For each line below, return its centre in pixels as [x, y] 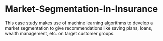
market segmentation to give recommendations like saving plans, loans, [79, 28]
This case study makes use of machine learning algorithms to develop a [79, 23]
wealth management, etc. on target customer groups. [60, 33]
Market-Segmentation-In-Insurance [82, 9]
